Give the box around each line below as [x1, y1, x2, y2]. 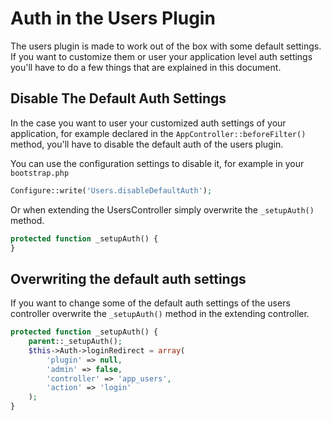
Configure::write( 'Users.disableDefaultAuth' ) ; [10, 185, 213, 196]
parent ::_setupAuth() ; [28, 337, 123, 347]
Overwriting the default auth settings [10, 270, 247, 287]
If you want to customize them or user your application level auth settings [10, 50, 313, 62]
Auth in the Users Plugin [10, 7, 216, 30]
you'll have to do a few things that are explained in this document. [10, 61, 282, 73]
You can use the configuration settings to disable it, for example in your [10, 157, 305, 169]
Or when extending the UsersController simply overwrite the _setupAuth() [10, 203, 315, 216]
